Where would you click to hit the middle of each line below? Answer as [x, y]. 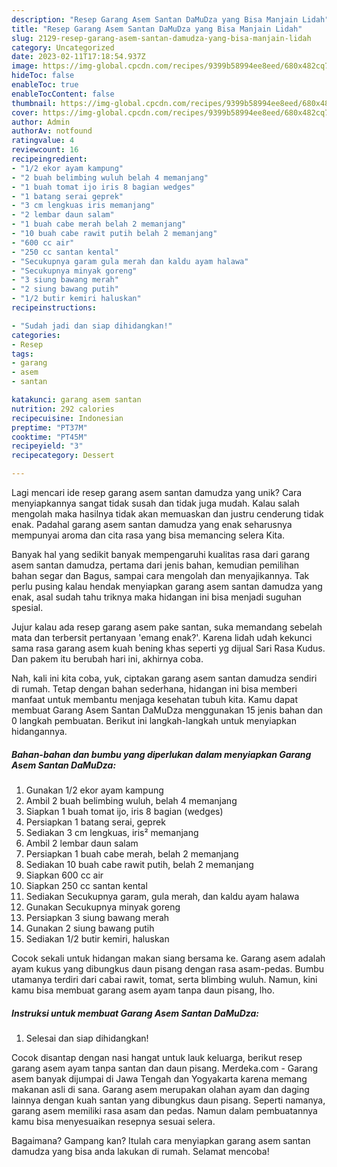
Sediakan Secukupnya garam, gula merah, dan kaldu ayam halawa [162, 896]
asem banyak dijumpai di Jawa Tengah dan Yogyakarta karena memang [159, 1078]
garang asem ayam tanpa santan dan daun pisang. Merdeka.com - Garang [165, 1068]
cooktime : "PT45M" [49, 437]
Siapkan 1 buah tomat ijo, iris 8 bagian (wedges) [124, 811]
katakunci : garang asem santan [76, 400]
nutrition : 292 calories [63, 409]
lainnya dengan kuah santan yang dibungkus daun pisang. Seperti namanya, [168, 1100]
